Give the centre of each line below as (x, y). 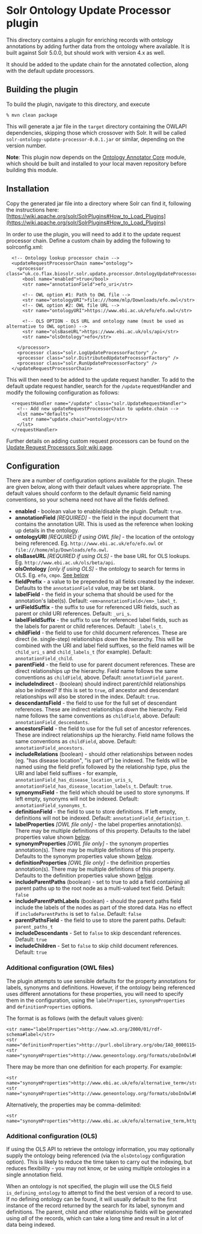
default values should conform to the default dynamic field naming (89, 493)
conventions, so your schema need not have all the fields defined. (88, 500)
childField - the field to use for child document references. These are (101, 633)
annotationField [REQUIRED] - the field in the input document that (97, 518)
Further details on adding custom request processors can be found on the (98, 441)
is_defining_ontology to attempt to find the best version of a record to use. (99, 1193)
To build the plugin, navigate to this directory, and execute (78, 104)
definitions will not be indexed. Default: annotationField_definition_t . (103, 818)
